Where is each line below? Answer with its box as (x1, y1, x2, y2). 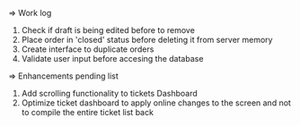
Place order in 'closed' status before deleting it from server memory (21, 35, 273, 45)
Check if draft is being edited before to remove (21, 25, 195, 35)
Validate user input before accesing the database (21, 54, 204, 63)
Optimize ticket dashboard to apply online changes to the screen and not (21, 97, 291, 108)
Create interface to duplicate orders (21, 44, 154, 55)
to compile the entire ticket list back (21, 107, 154, 117)
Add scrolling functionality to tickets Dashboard (21, 88, 199, 98)
